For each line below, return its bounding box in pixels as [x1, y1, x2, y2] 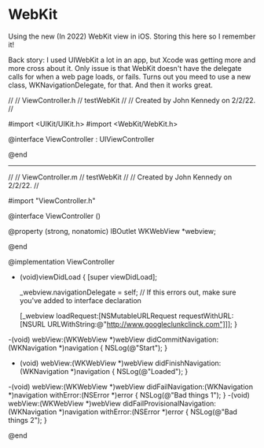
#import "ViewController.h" [8, 195, 96, 205]
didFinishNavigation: [155, 358, 222, 368]
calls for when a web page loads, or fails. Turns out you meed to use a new [8, 72, 251, 81]
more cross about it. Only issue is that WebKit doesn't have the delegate [8, 63, 242, 72]
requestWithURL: [178, 311, 234, 320]
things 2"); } [8, 415, 47, 424]
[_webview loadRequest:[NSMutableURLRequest [19, 311, 178, 320]
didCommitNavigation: [146, 335, 218, 344]
